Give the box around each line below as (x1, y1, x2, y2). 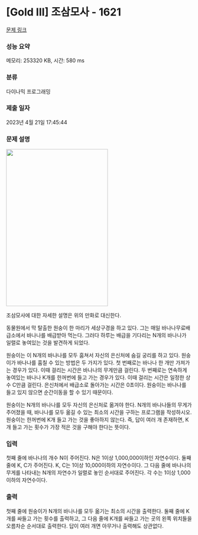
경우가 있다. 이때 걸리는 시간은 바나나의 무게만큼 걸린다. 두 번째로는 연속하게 (12, 367, 187, 374)
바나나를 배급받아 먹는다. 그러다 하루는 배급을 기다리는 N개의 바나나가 (26, 332, 187, 339)
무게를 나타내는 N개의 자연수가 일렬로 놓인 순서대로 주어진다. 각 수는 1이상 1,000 (6, 469, 191, 476)
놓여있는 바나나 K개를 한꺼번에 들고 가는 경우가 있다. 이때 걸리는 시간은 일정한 (6, 374, 184, 381)
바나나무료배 (161, 324, 191, 332)
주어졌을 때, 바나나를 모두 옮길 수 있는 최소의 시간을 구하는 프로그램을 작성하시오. (6, 409, 192, 416)
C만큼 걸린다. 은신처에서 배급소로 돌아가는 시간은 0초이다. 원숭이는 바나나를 (12, 382, 187, 389)
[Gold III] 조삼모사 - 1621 (6, 5, 121, 19)
